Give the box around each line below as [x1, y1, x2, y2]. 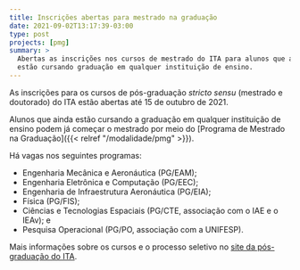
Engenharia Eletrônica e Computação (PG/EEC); [21, 176, 199, 187]
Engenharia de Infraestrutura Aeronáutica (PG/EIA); [21, 186, 212, 197]
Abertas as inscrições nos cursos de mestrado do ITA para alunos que [17, 54, 286, 63]
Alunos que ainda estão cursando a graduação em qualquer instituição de [9, 113, 281, 125]
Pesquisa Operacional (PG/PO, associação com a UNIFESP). [21, 224, 244, 234]
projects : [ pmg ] [9, 37, 70, 47]
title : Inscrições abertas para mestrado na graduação [9, 12, 218, 22]
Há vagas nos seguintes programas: [9, 150, 142, 160]
